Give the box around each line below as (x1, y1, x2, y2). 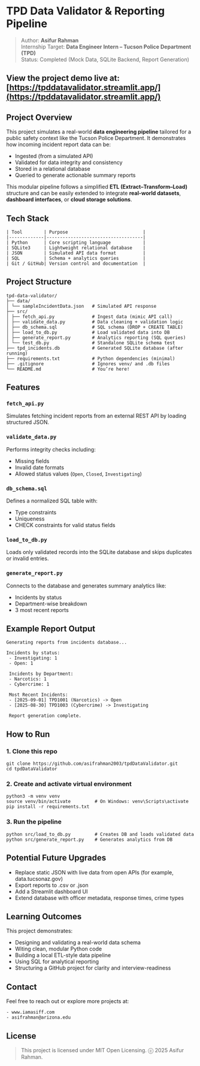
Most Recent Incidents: (8, 692, 68, 698)
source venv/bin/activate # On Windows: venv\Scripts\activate (6, 798, 189, 805)
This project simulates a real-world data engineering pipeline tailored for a (6, 128, 192, 135)
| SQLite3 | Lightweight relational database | (6, 244, 146, 251)
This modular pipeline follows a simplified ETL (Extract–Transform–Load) (6, 183, 187, 190)
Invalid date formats (14, 464, 65, 471)
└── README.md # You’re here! (6, 366, 130, 372)
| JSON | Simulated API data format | (6, 250, 146, 256)
